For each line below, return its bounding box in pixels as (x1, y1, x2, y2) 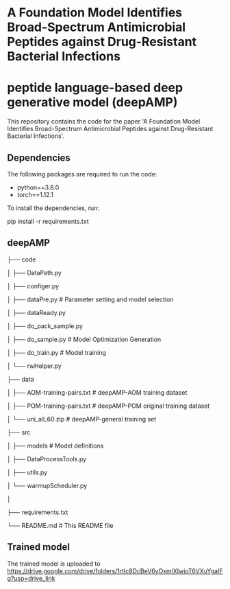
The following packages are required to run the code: (7, 170, 157, 178)
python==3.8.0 (16, 183, 60, 192)
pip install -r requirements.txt (7, 217, 89, 225)
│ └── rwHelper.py (7, 362, 62, 370)
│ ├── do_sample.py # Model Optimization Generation (7, 335, 162, 343)
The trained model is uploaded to (7, 559, 101, 568)
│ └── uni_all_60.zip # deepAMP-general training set (7, 415, 157, 423)
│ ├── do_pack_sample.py (7, 321, 84, 330)
